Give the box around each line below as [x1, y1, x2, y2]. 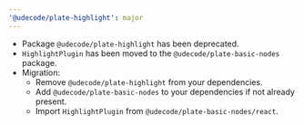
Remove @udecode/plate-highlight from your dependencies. [35, 76, 263, 87]
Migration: [21, 67, 61, 78]
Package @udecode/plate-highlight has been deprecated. [21, 38, 239, 49]
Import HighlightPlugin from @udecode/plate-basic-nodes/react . [35, 105, 279, 116]
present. [35, 96, 67, 107]
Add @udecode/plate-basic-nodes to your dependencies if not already [35, 86, 295, 97]
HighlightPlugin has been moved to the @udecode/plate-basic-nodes [21, 47, 280, 59]
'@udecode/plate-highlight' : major [8, 13, 144, 23]
